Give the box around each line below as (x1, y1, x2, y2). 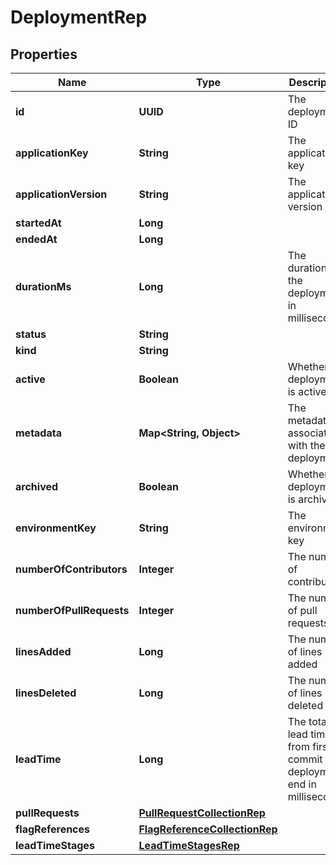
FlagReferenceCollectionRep (138, 822, 278, 836)
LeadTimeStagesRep (138, 839, 240, 852)
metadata (15, 426, 62, 440)
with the (287, 439, 326, 452)
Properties (10, 46, 78, 63)
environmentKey (15, 521, 97, 535)
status (15, 327, 47, 341)
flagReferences (15, 822, 91, 836)
